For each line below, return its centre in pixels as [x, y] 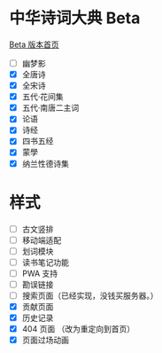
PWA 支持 [40, 273]
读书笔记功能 [45, 262]
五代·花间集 [42, 97]
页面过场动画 [45, 340]
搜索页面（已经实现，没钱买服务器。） [90, 295]
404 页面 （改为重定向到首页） [78, 329]
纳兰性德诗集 [45, 163]
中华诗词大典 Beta [75, 18]
